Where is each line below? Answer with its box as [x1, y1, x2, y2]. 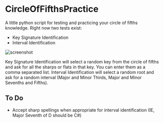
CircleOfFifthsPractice [5, 3, 98, 15]
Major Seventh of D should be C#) [12, 112, 82, 118]
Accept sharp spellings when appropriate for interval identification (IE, [12, 107, 155, 113]
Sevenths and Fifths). [5, 80, 48, 86]
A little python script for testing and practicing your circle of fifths [5, 20, 138, 26]
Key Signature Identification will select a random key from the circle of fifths [5, 59, 159, 64]
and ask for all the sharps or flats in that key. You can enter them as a [5, 64, 146, 70]
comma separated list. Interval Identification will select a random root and [5, 69, 154, 75]
